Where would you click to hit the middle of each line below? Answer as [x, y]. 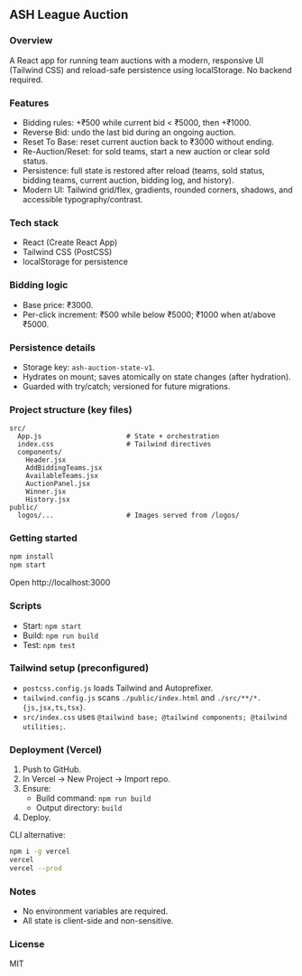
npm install [32, 557]
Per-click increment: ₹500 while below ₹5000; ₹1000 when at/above [149, 314]
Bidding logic [39, 286]
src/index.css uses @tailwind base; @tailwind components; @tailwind [155, 717]
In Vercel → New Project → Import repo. [96, 779]
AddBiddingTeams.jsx [64, 468]
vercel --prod [36, 868]
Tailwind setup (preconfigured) [79, 668]
